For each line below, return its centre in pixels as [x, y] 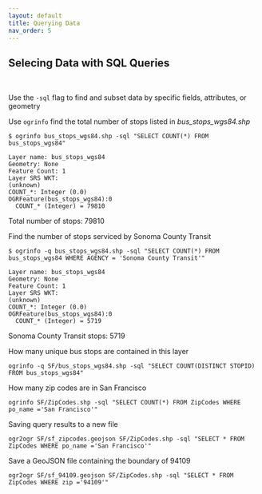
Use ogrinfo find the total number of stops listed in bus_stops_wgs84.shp [129, 122]
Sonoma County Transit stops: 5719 [67, 336]
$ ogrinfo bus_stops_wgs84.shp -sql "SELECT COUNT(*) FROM [109, 137]
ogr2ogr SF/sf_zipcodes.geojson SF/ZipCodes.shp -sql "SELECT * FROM [127, 439]
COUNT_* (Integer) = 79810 [60, 206]
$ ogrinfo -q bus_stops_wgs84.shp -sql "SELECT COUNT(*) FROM [114, 251]
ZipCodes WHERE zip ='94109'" [59, 483]
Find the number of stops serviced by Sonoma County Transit [110, 237]
